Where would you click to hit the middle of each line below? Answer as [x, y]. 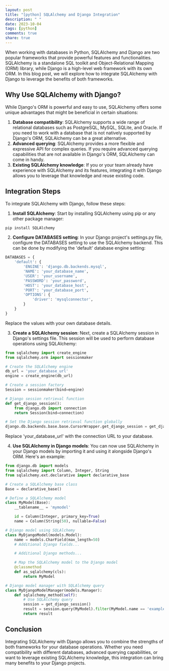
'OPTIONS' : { [37, 295]
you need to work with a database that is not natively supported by [82, 133]
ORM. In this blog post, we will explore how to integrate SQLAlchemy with [81, 73]
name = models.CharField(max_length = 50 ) [57, 540]
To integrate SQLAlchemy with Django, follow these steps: [65, 203]
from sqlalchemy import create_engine [46, 353]
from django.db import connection [50, 408]
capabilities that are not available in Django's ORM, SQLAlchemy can [83, 154]
